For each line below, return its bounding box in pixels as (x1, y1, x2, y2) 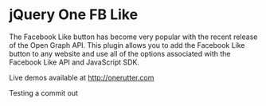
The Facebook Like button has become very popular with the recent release (9, 32, 258, 41)
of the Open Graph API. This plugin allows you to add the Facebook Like (9, 40, 245, 49)
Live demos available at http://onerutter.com (9, 73, 155, 82)
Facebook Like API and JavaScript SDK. (9, 57, 140, 67)
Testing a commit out (9, 88, 79, 97)
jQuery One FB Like (9, 6, 139, 24)
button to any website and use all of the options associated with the (9, 49, 231, 58)
